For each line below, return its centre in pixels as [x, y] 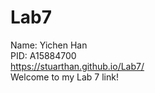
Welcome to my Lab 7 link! [64, 77]
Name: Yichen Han [49, 45]
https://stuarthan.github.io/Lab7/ [77, 66]
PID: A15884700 [43, 55]
